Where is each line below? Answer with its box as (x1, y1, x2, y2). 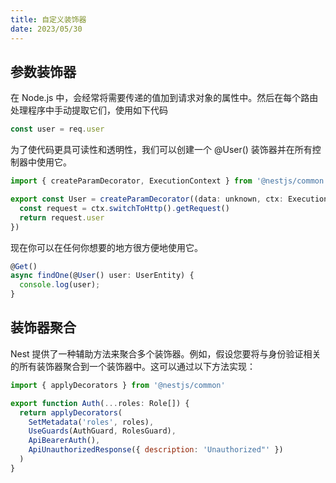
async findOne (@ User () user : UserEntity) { (10, 271, 195, 281)
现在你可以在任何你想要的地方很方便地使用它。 (10, 241, 203, 253)
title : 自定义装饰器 (10, 14, 87, 25)
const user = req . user (10, 124, 105, 135)
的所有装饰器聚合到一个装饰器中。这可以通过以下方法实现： (10, 360, 256, 372)
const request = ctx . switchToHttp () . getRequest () (19, 203, 230, 213)
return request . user (19, 212, 105, 223)
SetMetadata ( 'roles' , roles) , (28, 417, 155, 427)
